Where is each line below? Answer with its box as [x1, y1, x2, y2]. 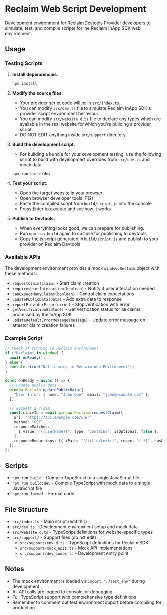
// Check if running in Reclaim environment [5, 346, 99, 351]
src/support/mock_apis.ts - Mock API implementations [19, 545, 133, 551]
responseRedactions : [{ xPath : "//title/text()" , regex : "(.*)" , [14, 438, 153, 443]
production [12, 604, 35, 610]
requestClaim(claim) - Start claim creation [12, 280, 99, 286]
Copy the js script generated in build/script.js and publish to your [19, 236, 159, 242]
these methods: [5, 270, 37, 276]
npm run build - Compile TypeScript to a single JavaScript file [12, 475, 140, 481]
